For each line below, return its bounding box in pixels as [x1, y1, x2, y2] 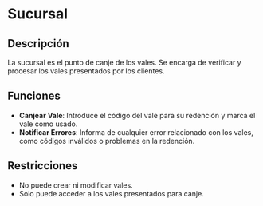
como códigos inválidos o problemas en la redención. [18, 136, 195, 145]
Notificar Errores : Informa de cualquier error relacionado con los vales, [18, 127, 254, 137]
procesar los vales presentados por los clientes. [7, 66, 165, 76]
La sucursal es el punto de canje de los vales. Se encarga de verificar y [7, 57, 241, 67]
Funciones [7, 89, 61, 103]
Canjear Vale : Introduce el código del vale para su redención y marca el [18, 110, 256, 120]
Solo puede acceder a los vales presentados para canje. [18, 188, 204, 198]
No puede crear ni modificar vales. [18, 180, 133, 190]
